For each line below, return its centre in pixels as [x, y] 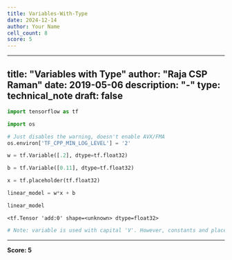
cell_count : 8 [28, 33]
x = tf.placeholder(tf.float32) [54, 181]
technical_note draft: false [65, 95]
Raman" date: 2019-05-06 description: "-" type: [114, 85]
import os [21, 124]
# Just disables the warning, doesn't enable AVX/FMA [86, 137]
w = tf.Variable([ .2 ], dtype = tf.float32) [68, 156]
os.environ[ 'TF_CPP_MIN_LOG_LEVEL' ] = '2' [69, 143]
